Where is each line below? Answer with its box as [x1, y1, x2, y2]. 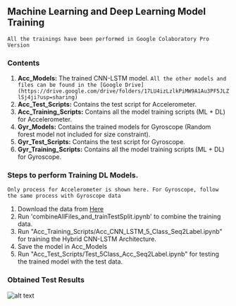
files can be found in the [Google [17, 81, 123, 89]
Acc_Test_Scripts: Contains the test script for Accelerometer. [17, 100, 197, 109]
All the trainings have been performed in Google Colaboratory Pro [7, 35, 210, 42]
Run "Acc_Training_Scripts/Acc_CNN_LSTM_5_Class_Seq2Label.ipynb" [17, 228, 223, 236]
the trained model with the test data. [17, 257, 123, 266]
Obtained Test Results [7, 275, 85, 285]
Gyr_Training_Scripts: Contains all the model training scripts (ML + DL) [17, 145, 225, 154]
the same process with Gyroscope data [7, 192, 121, 200]
